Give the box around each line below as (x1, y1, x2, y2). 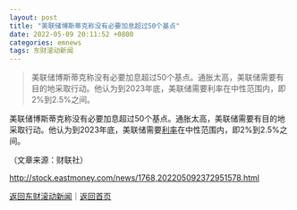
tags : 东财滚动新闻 (9, 46, 74, 55)
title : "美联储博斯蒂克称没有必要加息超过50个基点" (9, 21, 181, 30)
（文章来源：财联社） (9, 155, 88, 165)
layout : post (9, 13, 58, 22)
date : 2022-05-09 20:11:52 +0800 (9, 29, 134, 38)
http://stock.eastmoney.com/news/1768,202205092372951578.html (9, 172, 259, 183)
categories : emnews (9, 38, 82, 47)
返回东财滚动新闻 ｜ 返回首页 (9, 191, 112, 202)
